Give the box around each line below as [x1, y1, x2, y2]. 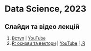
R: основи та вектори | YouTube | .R [11, 40, 85, 46]
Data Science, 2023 [4, 3, 87, 14]
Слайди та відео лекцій [4, 23, 80, 31]
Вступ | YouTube [11, 35, 46, 41]
